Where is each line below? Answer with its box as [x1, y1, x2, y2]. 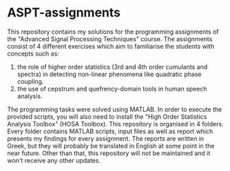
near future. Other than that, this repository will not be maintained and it [7, 149, 211, 157]
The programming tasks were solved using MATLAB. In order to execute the [7, 105, 222, 113]
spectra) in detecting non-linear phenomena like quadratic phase [17, 70, 202, 78]
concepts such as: [7, 49, 60, 58]
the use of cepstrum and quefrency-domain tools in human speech [17, 84, 207, 93]
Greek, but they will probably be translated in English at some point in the [7, 141, 215, 150]
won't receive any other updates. [7, 156, 101, 164]
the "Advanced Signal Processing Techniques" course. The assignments [7, 34, 213, 43]
